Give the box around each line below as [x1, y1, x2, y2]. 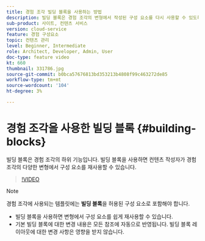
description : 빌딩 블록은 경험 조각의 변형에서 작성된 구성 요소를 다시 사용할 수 [6, 15, 186, 21]
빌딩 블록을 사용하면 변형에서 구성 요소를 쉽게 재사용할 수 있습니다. [15, 212, 173, 220]
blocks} [6, 135, 46, 149]
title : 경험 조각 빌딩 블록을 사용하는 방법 [6, 9, 103, 15]
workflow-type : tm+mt [6, 77, 62, 83]
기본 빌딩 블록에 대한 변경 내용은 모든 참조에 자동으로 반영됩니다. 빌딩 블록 [15, 220, 191, 228]
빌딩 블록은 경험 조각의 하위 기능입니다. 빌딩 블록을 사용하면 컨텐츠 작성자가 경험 [6, 156, 197, 163]
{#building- [137, 122, 196, 136]
